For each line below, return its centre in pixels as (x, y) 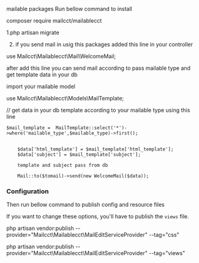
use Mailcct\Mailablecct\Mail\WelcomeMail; (61, 56)
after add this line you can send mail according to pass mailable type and (99, 68)
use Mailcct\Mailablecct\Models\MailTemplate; (65, 98)
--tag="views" (167, 253)
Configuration (28, 191)
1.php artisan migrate (33, 32)
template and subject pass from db (63, 165)
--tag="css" (164, 235)
